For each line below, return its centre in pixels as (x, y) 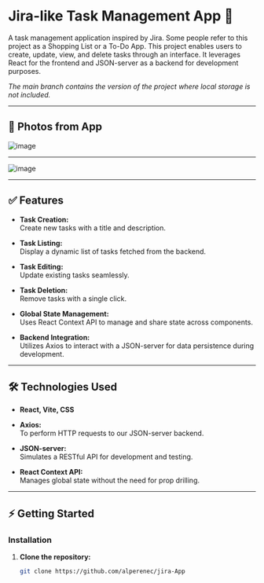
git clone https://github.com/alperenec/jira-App (103, 572)
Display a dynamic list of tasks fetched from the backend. (113, 251)
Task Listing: (41, 243)
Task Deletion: (44, 290)
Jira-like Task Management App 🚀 (121, 16)
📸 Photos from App (55, 127)
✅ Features (36, 201)
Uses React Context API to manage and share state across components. (136, 322)
